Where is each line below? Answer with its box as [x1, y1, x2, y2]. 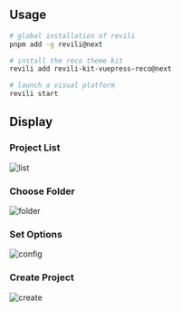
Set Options [9, 228, 63, 240]
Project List [9, 141, 61, 154]
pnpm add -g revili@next [9, 40, 103, 49]
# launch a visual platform [9, 81, 116, 90]
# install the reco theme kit [9, 56, 124, 65]
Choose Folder [9, 185, 75, 198]
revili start [9, 90, 59, 99]
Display [9, 114, 53, 130]
